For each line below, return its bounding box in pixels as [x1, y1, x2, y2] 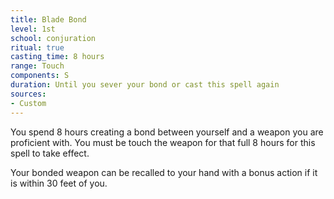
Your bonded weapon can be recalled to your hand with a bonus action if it [10, 166, 318, 178]
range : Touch [10, 61, 65, 71]
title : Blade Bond [10, 14, 87, 25]
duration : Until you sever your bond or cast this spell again [10, 80, 280, 90]
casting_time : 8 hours [10, 52, 105, 62]
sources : [10, 89, 47, 99]
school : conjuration [10, 33, 97, 43]
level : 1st [10, 24, 56, 34]
